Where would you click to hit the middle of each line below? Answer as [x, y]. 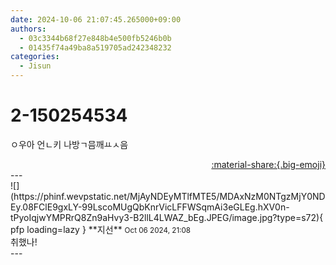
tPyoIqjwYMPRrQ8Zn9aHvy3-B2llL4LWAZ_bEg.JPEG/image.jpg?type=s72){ [167, 217]
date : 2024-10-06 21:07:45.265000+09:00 [96, 19]
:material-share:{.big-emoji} [268, 164]
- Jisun [35, 66]
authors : [28, 29]
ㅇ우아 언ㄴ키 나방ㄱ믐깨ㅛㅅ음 [69, 144]
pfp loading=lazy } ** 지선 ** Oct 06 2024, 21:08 [101, 229]
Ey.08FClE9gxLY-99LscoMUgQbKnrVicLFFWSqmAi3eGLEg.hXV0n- [150, 207]
